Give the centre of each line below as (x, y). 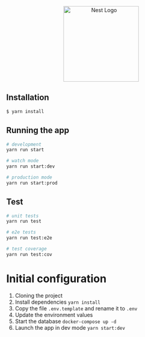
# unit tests (23, 216)
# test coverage (26, 249)
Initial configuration (57, 279)
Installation (28, 98)
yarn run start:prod (32, 183)
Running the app (38, 130)
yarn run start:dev (31, 166)
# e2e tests (21, 232)
